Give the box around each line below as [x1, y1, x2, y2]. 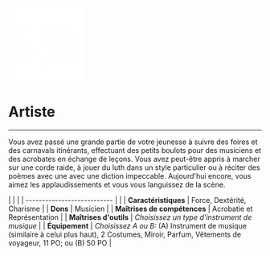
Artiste [8, 103, 56, 122]
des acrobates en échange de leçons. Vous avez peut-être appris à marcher [8, 154, 260, 163]
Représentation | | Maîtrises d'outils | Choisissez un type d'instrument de [8, 212, 252, 222]
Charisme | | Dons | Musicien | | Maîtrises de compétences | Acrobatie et [8, 204, 253, 213]
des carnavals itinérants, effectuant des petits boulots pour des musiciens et [8, 145, 262, 155]
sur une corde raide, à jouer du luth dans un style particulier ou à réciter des [8, 163, 260, 172]
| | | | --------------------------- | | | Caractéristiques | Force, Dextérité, [8, 195, 247, 204]
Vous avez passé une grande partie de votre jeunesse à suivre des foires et [8, 137, 258, 147]
